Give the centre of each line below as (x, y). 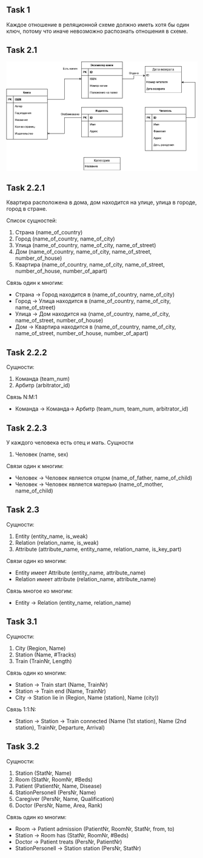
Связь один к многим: (35, 283)
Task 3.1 (22, 622)
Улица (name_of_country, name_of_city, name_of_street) (85, 245)
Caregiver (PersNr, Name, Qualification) (65, 798)
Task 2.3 (23, 510)
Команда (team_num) (42, 379)
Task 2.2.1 (26, 188)
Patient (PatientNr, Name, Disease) (58, 786)
